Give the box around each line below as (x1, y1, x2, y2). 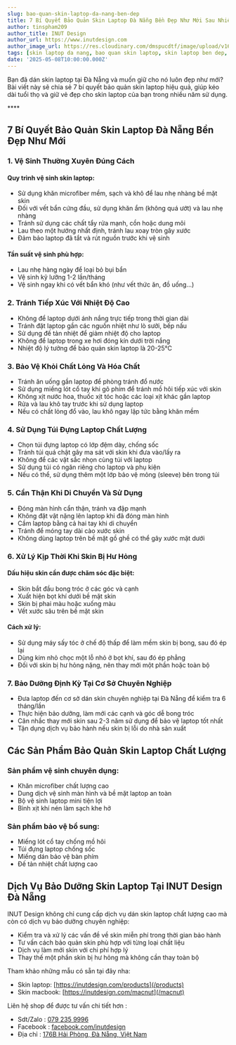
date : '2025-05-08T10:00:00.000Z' (7, 56, 109, 63)
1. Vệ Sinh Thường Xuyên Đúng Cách (7, 156, 135, 166)
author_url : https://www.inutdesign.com (7, 37, 128, 44)
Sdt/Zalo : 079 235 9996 (17, 1016, 89, 1024)
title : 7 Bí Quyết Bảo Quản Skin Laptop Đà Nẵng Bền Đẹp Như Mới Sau (7, 17, 216, 24)
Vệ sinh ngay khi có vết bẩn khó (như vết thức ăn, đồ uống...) (17, 280, 195, 289)
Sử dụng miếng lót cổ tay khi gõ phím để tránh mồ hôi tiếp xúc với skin (17, 385, 222, 393)
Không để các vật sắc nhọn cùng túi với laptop (17, 456, 152, 464)
